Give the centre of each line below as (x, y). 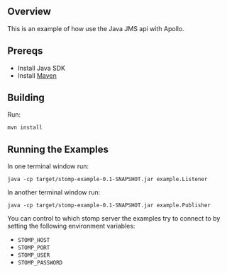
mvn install (25, 128)
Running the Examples (58, 149)
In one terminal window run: (48, 166)
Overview (29, 12)
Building (26, 98)
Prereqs (25, 51)
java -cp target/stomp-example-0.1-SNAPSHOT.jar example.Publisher (109, 205)
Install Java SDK (41, 68)
